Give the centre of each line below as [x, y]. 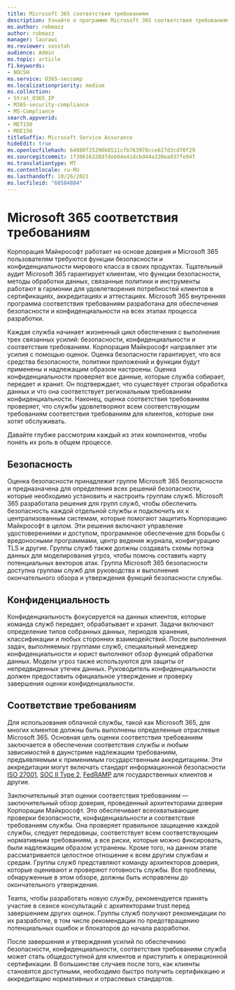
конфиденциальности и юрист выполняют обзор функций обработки [110, 653]
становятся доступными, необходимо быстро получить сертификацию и [116, 971]
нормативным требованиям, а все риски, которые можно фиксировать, [115, 840]
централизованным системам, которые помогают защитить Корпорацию [117, 518]
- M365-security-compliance [48, 105]
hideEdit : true [29, 144]
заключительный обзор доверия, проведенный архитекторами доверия [115, 802]
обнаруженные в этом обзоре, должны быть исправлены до [98, 877]
